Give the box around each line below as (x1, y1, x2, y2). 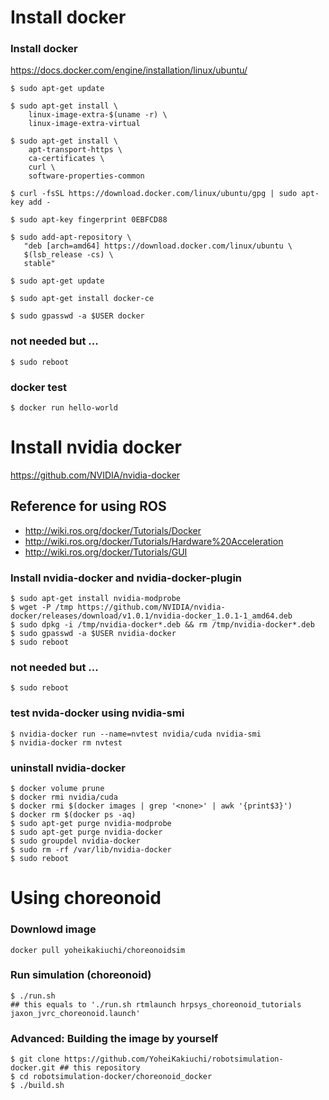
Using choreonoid (10, 887, 162, 910)
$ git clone (10, 1054, 60, 1065)
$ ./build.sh (10, 1081, 65, 1091)
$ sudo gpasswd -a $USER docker (10, 311, 145, 321)
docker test (10, 380, 68, 394)
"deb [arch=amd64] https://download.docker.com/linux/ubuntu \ (23, 241, 293, 251)
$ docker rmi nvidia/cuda (10, 792, 118, 803)
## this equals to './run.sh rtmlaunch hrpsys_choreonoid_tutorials (10, 999, 302, 1010)
